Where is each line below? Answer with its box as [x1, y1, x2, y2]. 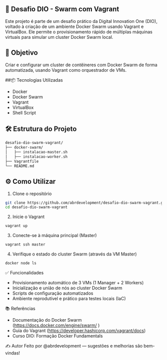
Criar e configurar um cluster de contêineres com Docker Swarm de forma [5, 62, 158, 68]
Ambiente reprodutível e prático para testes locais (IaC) [12, 295, 126, 301]
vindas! [5, 350, 20, 356]
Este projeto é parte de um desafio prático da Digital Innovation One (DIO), [5, 18, 158, 24]
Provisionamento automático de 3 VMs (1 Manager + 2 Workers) [12, 279, 144, 285]
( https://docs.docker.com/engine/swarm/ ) [12, 322, 100, 328]
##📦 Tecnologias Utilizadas [5, 77, 63, 83]
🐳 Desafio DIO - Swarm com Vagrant [5, 5, 119, 13]
